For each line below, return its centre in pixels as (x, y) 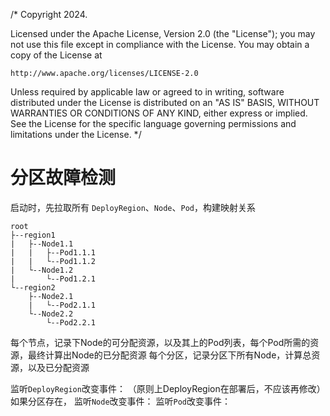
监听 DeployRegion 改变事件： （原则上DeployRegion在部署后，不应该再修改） (168, 388)
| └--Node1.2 (42, 270)
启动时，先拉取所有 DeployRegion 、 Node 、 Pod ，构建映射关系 (133, 207)
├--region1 (33, 235)
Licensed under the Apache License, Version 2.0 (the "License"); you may (163, 33)
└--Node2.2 (51, 314)
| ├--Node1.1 (42, 244)
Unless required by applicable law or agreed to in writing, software (147, 92)
